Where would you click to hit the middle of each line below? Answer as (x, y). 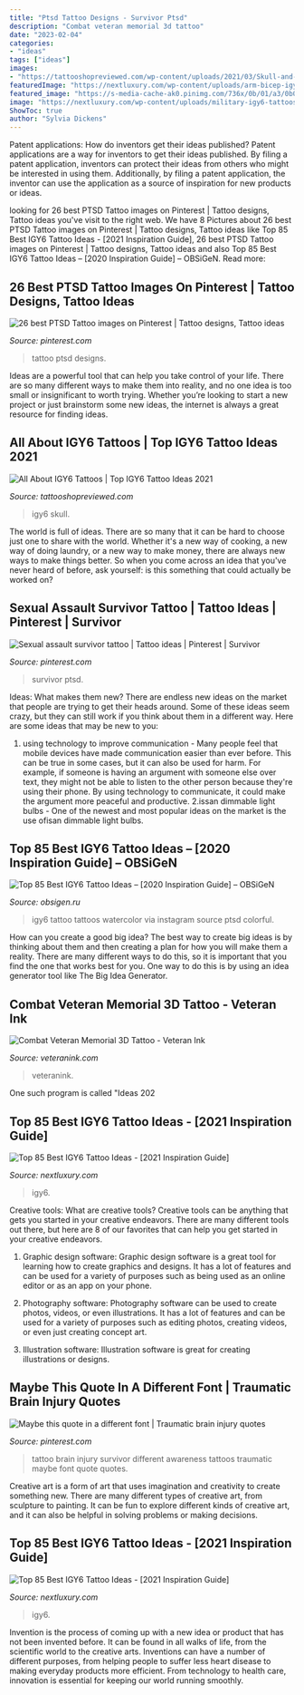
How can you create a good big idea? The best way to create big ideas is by (151, 937)
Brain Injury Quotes (65, 1402)
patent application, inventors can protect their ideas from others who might (149, 164)
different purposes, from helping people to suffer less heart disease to (140, 1661)
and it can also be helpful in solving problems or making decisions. (133, 1515)
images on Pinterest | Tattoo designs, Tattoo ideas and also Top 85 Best (143, 249)
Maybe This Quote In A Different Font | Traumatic (150, 1388)
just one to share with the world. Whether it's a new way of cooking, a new (148, 541)
